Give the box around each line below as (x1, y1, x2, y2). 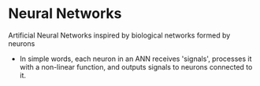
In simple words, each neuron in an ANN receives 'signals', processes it (19, 54, 252, 63)
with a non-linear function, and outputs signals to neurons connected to (19, 62, 253, 71)
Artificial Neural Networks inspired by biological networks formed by (8, 30, 231, 40)
